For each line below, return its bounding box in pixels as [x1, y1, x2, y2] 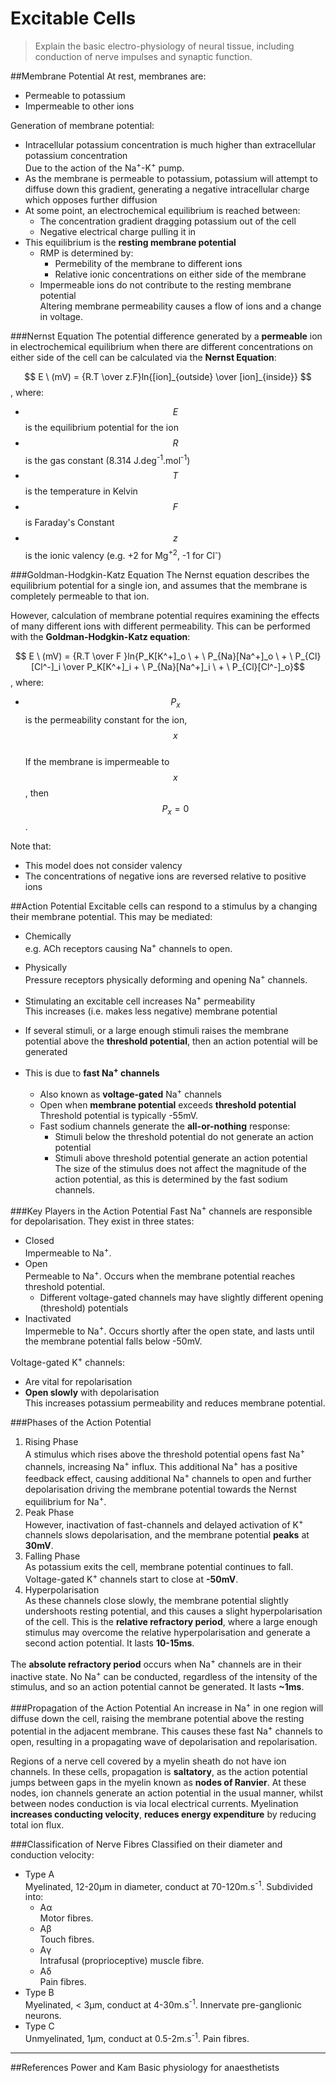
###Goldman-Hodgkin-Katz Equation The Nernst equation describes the [10, 568, 310, 581]
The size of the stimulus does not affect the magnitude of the [54, 1162, 307, 1174]
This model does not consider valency [24, 859, 183, 871]
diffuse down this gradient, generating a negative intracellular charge [24, 183, 310, 195]
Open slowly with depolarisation [24, 1387, 160, 1399]
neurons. [24, 2009, 62, 2021]
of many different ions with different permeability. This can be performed [10, 620, 311, 632]
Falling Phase [24, 1550, 81, 1562]
